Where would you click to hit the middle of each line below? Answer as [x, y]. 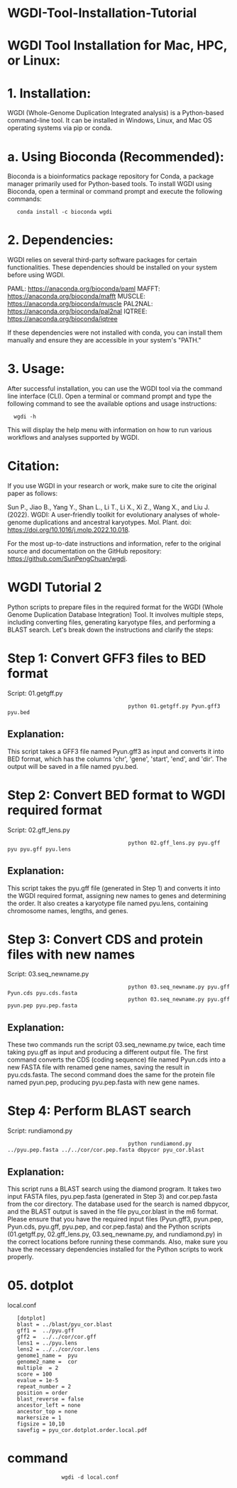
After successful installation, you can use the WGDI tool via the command [115, 389]
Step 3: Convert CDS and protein [105, 939]
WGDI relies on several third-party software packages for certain [102, 260]
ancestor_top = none [47, 1411]
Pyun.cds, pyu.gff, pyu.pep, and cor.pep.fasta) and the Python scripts [109, 1226]
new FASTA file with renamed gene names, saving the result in [99, 1067]
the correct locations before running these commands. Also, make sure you [118, 1242]
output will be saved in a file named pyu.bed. [73, 766]
